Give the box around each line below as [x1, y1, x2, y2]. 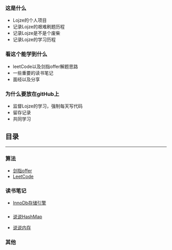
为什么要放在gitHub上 [5, 90, 60, 97]
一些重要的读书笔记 [12, 69, 54, 76]
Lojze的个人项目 [12, 17, 47, 24]
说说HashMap [12, 213, 42, 220]
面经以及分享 [12, 76, 40, 82]
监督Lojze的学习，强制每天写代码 [12, 103, 83, 109]
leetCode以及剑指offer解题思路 [12, 63, 78, 69]
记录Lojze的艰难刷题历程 [12, 24, 65, 30]
